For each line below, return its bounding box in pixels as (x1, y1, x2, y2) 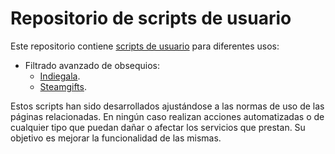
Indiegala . (39, 70, 81, 82)
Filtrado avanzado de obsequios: (24, 59, 160, 71)
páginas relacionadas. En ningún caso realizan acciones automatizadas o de (10, 110, 325, 122)
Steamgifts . (39, 80, 88, 92)
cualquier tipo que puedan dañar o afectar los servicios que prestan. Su (10, 121, 306, 133)
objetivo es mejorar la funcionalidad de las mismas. (10, 132, 222, 144)
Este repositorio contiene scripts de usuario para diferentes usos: (10, 40, 280, 52)
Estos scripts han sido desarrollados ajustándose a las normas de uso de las (10, 100, 325, 112)
